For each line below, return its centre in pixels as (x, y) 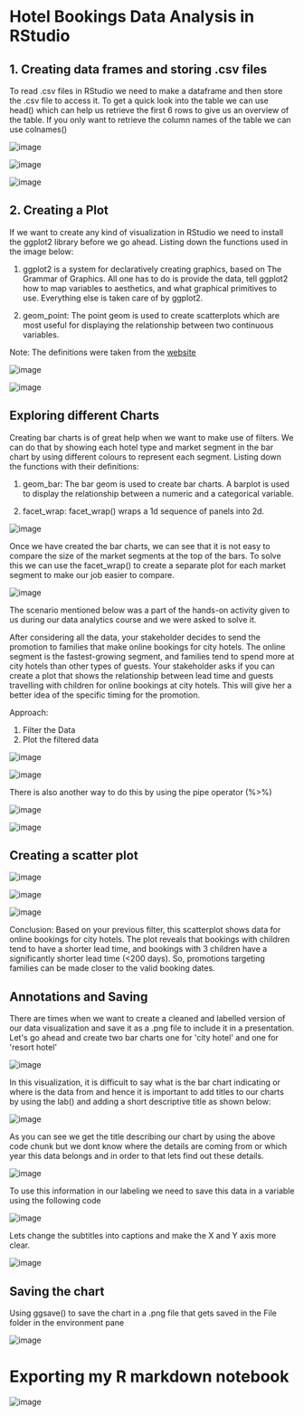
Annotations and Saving (79, 997)
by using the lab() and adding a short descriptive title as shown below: (140, 1102)
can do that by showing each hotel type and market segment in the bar (142, 447)
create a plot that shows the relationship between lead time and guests (142, 675)
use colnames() (38, 129)
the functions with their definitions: (74, 466)
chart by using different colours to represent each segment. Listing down (146, 456)
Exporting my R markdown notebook (149, 1377)
